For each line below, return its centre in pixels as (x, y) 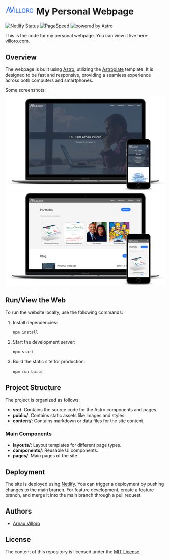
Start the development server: (44, 342)
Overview (21, 57)
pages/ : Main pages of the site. (46, 456)
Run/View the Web (36, 300)
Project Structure (33, 388)
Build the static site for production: (49, 362)
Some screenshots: (25, 90)
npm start (23, 352)
